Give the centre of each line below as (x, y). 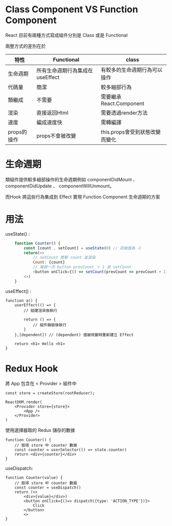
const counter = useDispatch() (48, 488)
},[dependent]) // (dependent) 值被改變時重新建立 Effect (74, 335)
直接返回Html (52, 113)
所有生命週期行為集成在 (65, 70)
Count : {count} (49, 262)
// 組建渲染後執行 (40, 310)
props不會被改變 (56, 136)
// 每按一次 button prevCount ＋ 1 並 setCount (82, 267)
